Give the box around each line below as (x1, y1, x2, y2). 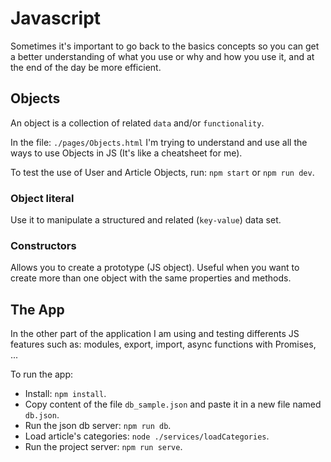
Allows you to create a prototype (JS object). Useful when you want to (10, 262, 300, 274)
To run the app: (10, 368, 74, 381)
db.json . (24, 409, 60, 421)
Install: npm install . (24, 388, 107, 400)
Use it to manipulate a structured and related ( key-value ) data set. (10, 214, 282, 226)
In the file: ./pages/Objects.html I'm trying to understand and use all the (10, 136, 308, 148)
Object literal (10, 191, 75, 205)
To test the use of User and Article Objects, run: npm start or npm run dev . (10, 166, 315, 178)
